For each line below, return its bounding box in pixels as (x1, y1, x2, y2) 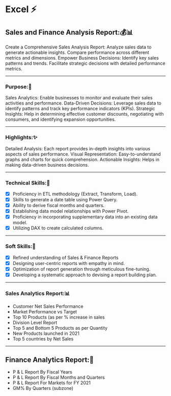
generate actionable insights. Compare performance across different (5, 49, 149, 56)
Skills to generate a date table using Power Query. (12, 196, 118, 202)
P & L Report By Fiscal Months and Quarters (12, 374, 105, 380)
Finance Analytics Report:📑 (5, 355, 94, 364)
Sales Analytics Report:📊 (5, 289, 70, 297)
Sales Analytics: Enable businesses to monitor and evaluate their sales (5, 95, 153, 101)
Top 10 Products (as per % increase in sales (12, 314, 105, 321)
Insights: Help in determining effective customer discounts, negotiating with (5, 111, 164, 117)
